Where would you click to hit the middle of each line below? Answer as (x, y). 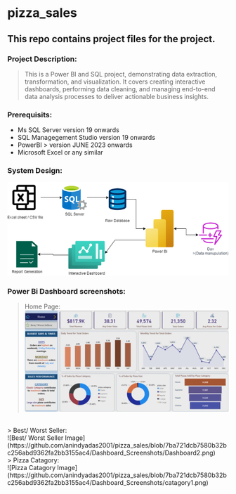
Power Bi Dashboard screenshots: (67, 291)
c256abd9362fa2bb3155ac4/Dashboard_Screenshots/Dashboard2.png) (111, 453)
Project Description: (42, 59)
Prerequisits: (30, 115)
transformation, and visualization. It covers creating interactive (115, 82)
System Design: (35, 171)
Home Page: (42, 306)
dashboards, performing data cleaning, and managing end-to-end (120, 89)
